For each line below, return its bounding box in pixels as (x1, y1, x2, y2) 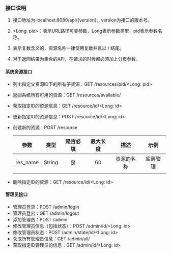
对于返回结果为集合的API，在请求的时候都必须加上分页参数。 (12, 56, 141, 62)
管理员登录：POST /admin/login (12, 204, 79, 210)
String (43, 159, 59, 166)
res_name (15, 159, 39, 166)
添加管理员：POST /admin (12, 216, 68, 222)
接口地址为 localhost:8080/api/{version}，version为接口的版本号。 (12, 17, 153, 23)
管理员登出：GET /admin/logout (12, 210, 79, 216)
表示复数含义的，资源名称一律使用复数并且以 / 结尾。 (12, 45, 124, 52)
